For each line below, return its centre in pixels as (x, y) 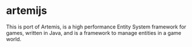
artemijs (27, 11)
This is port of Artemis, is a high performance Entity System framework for (96, 27)
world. (14, 39)
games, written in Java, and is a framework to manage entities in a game (94, 32)
